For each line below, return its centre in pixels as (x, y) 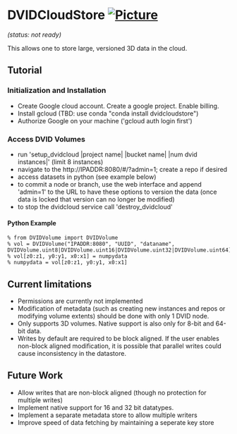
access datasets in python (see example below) (87, 177)
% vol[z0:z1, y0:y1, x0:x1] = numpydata (68, 256)
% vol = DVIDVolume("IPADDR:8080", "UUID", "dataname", (91, 244)
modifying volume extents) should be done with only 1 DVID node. (113, 316)
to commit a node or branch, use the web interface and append (110, 184)
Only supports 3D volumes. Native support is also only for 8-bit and (116, 323)
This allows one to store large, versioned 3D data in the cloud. (97, 48)
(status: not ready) (35, 35)
